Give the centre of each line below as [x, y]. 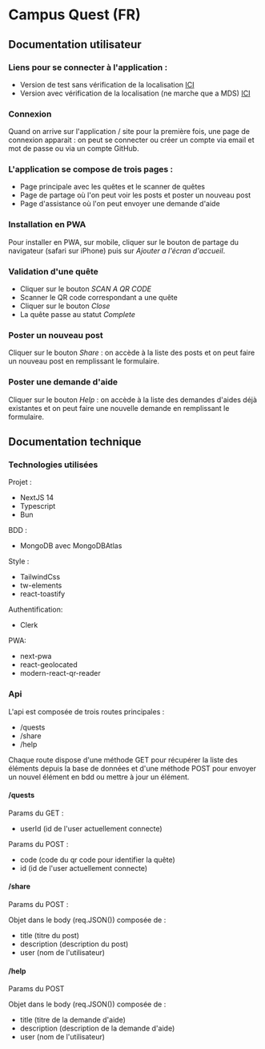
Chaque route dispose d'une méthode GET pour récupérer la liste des [123, 759]
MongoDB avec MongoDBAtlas [71, 546]
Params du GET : [36, 813]
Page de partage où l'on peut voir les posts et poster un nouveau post [135, 195]
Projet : [20, 482]
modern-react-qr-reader [60, 673]
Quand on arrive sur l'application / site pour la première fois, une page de [129, 132]
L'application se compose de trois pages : [91, 169]
